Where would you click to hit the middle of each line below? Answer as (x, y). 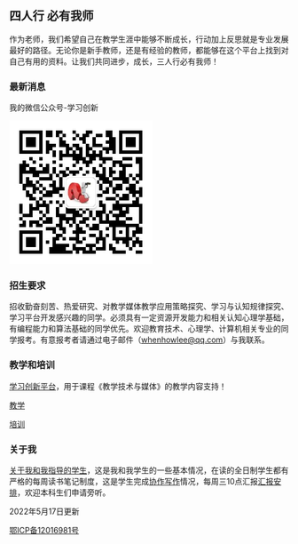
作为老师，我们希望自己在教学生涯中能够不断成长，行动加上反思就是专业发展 (149, 39)
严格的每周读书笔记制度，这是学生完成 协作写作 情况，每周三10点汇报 (134, 481)
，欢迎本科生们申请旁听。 (64, 492)
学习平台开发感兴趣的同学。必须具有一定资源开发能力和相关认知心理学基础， (149, 317)
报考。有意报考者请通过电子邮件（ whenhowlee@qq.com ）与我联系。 (143, 340)
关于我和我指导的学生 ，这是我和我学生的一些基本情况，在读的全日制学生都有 (149, 470)
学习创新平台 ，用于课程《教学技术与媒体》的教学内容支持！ (118, 386)
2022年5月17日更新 (44, 511)
